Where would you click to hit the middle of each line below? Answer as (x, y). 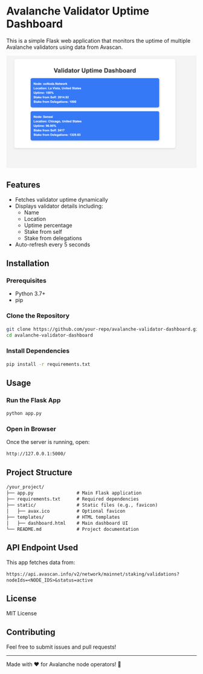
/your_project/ (25, 487)
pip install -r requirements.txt (48, 364)
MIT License (22, 613)
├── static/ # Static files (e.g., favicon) (82, 505)
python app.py (24, 414)
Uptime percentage (48, 225)
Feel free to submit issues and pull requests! (61, 647)
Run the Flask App (34, 400)
